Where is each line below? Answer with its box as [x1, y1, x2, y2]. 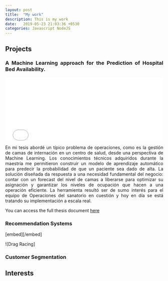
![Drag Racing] [5, 241, 36, 247]
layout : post [5, 7, 33, 13]
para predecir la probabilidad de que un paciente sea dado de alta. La [5, 166, 163, 172]
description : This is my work [5, 17, 69, 22]
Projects [5, 45, 32, 53]
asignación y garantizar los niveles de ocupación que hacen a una [5, 182, 163, 188]
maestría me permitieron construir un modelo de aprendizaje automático [5, 160, 163, 166]
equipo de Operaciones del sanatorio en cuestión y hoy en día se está [5, 192, 163, 198]
